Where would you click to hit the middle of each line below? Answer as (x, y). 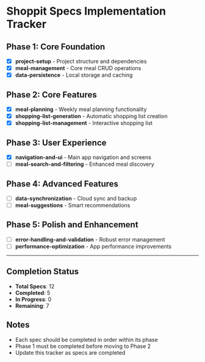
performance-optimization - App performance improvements (93, 246)
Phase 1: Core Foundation (56, 47)
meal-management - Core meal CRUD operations (78, 68)
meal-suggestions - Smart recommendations (73, 205)
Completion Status (43, 271)
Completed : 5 (33, 293)
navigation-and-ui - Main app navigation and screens (83, 157)
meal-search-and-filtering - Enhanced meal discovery (85, 164)
